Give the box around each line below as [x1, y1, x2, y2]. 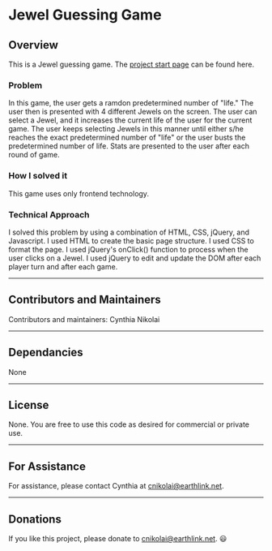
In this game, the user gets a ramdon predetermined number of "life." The [8, 98, 253, 108]
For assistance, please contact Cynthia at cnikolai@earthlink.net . [8, 481, 224, 491]
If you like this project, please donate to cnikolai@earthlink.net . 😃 [8, 533, 227, 543]
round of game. [8, 150, 60, 160]
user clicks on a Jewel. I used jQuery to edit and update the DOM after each [8, 253, 261, 263]
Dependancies [8, 346, 83, 359]
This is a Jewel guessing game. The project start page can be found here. [8, 59, 255, 69]
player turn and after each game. [8, 261, 118, 271]
